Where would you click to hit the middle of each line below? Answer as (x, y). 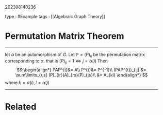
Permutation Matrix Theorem (65, 36)
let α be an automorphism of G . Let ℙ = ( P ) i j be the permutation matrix (75, 55)
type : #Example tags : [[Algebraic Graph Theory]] (55, 16)
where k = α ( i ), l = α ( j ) (27, 82)
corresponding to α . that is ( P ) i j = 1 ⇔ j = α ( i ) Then (57, 61)
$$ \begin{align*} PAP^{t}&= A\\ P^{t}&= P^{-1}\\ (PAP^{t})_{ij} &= (81, 70)
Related (21, 106)
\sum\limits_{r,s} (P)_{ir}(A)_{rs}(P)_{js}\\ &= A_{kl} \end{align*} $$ (81, 75)
